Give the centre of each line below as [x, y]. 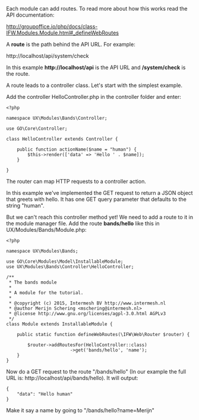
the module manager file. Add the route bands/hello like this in [83, 223]
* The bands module [33, 282]
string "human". [25, 206]
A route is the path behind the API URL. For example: [71, 44]
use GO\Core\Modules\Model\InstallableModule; [65, 262]
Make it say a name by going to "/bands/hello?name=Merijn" [80, 410]
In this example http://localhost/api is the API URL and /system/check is [96, 67]
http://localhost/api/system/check [48, 56]
